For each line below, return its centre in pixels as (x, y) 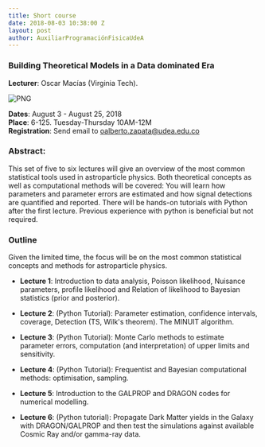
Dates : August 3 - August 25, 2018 (65, 114)
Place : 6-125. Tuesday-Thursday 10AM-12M (80, 122)
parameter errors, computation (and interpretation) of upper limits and (134, 346)
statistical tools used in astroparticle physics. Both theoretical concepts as (130, 177)
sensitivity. (37, 354)
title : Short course (43, 16)
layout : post (30, 30)
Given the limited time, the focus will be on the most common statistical (125, 257)
